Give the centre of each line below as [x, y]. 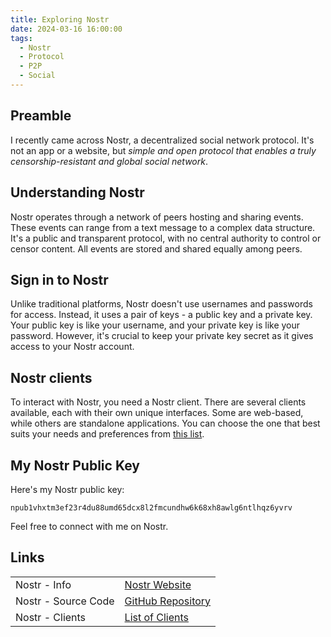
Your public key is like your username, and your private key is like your [155, 325]
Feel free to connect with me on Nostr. [89, 526]
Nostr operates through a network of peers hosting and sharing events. [157, 217]
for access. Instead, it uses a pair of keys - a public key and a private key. [161, 315]
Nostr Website [158, 584]
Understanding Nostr [77, 192]
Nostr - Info [43, 584]
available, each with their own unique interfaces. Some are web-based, [157, 413]
